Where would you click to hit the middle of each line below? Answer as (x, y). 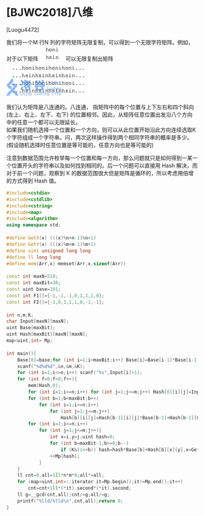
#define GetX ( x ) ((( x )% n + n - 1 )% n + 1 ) (51, 238)
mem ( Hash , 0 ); (45, 386)
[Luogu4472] (23, 30)
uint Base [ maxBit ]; (31, 328)
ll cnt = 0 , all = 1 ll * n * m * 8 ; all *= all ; (61, 475)
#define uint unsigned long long (49, 251)
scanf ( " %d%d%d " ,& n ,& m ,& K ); (51, 366)
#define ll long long (34, 257)
